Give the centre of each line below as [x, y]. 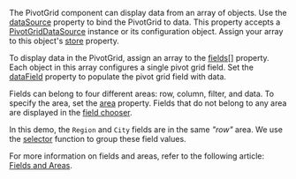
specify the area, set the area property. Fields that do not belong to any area [148, 103]
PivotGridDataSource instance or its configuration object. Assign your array [146, 31]
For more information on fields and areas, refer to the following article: [137, 156]
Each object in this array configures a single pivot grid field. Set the [132, 67]
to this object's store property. [64, 41]
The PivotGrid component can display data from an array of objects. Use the [148, 13]
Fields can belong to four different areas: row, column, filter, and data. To [142, 93]
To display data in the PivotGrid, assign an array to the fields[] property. [139, 58]
